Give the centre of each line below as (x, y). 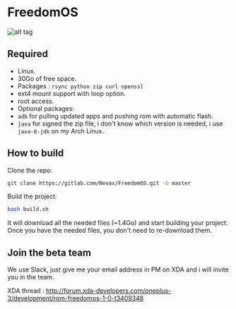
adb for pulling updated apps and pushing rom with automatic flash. (115, 116)
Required (28, 54)
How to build (36, 153)
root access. (36, 101)
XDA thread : (26, 291)
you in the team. (31, 277)
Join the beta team (49, 252)
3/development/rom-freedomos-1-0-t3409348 (76, 298)
